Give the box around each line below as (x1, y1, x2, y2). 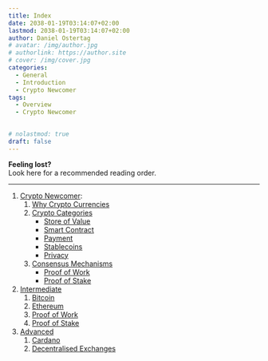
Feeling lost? (8, 159, 52, 169)
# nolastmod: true (8, 130, 69, 138)
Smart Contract (43, 224, 94, 234)
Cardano (31, 335, 61, 344)
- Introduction (15, 78, 66, 86)
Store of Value (43, 216, 91, 226)
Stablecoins (43, 241, 83, 252)
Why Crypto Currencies (31, 199, 110, 208)
